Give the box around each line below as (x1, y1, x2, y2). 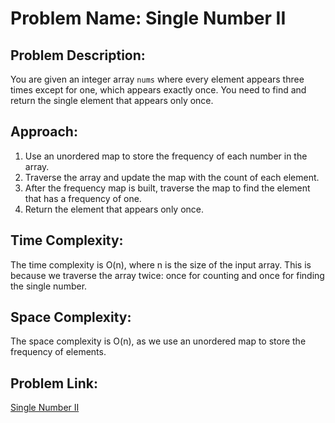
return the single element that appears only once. (10, 95, 214, 106)
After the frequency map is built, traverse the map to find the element (24, 182, 311, 194)
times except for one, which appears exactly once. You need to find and (10, 84, 307, 96)
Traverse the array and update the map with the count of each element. (24, 171, 320, 183)
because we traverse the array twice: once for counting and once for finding (10, 269, 325, 281)
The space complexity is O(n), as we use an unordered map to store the (10, 335, 307, 347)
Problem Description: (10, 47, 146, 64)
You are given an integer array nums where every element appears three (10, 73, 305, 85)
